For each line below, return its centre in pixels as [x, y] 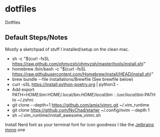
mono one [15, 130]
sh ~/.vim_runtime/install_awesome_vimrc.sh [56, 115]
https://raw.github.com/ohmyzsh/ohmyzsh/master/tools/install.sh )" [79, 63]
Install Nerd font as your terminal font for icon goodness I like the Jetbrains [80, 124]
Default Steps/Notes [36, 38]
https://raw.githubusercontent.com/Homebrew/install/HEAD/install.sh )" [83, 74]
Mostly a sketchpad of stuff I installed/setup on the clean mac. [67, 49]
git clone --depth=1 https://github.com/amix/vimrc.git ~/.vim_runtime [81, 105]
